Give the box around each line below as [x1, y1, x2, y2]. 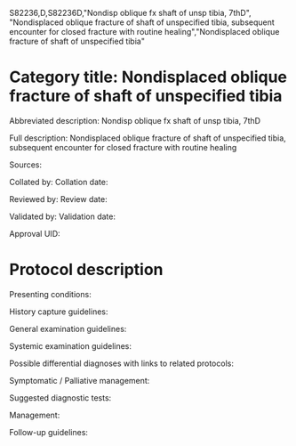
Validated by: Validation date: [9, 211, 116, 222]
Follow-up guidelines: [9, 426, 89, 437]
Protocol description [9, 260, 164, 280]
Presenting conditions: [9, 288, 92, 299]
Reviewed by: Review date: [9, 193, 108, 204]
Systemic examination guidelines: [9, 340, 132, 351]
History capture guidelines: [9, 306, 108, 317]
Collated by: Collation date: [9, 176, 108, 187]
